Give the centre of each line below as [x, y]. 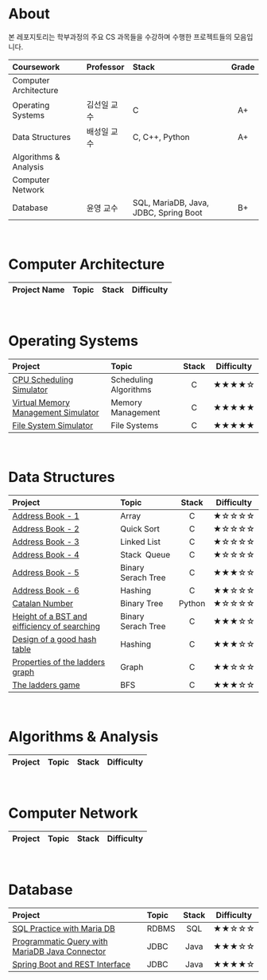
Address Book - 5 [46, 572]
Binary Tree [142, 603]
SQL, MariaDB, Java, [170, 202]
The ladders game [46, 685]
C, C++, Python [161, 137]
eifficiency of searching [56, 626]
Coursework [36, 67]
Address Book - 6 [46, 590]
